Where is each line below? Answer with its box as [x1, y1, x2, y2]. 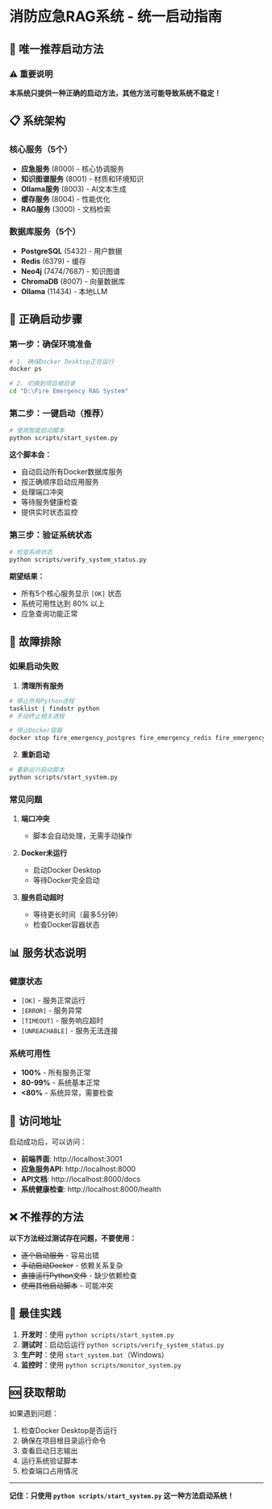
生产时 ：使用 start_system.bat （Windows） [20, 1350, 169, 1360]
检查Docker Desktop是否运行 [20, 1426, 118, 1435]
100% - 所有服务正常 [20, 1068, 91, 1078]
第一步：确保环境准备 [9, 338, 92, 350]
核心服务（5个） [9, 144, 73, 155]
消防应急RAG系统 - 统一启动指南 [9, 7, 223, 26]
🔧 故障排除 [9, 635, 61, 649]
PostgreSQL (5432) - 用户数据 [20, 246, 123, 255]
